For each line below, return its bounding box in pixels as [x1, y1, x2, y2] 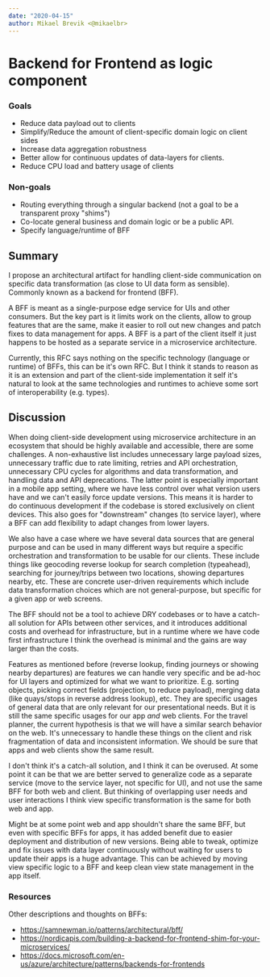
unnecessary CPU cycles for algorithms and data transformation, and [8, 466, 239, 476]
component [8, 71, 87, 90]
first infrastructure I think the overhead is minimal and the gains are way [8, 635, 247, 644]
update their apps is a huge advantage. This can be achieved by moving [8, 853, 248, 863]
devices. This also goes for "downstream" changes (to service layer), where [8, 509, 261, 519]
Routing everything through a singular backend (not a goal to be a [19, 199, 239, 210]
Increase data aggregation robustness [19, 144, 147, 153]
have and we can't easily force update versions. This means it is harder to [8, 492, 254, 501]
